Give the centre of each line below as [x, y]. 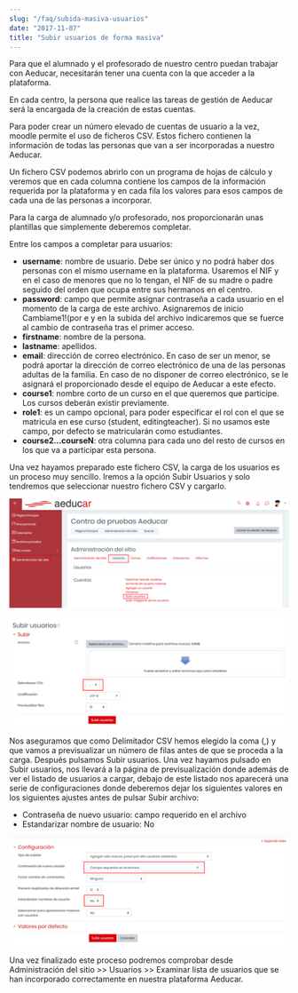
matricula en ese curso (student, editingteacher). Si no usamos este [146, 422]
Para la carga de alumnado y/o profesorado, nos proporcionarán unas [137, 218]
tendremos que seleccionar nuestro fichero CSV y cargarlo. [118, 486]
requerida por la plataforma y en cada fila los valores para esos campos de [146, 191]
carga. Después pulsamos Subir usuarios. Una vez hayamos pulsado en [140, 759]
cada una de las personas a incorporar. [81, 201]
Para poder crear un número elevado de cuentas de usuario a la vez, [134, 127]
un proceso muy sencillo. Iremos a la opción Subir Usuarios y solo [130, 477]
